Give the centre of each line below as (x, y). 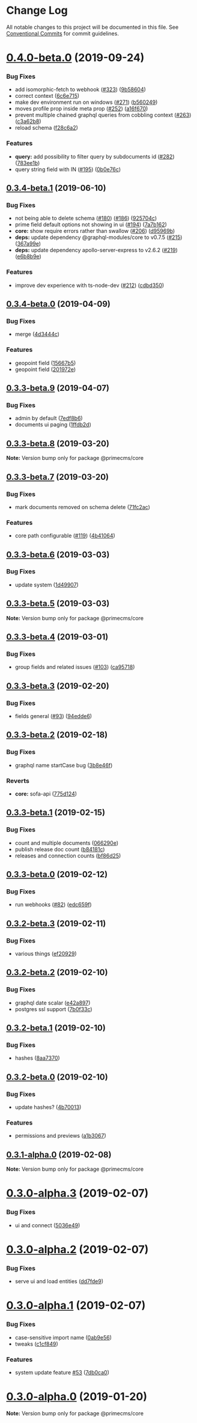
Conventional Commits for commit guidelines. (62, 33)
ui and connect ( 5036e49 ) (47, 1225)
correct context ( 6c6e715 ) (47, 96)
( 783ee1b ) (27, 163)
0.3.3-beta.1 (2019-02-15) (56, 813)
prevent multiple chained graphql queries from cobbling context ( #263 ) (103, 115)
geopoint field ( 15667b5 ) (45, 363)
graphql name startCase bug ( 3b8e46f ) (64, 765)
